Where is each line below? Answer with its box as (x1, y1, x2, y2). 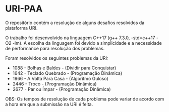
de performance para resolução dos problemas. (5, 45, 105, 51)
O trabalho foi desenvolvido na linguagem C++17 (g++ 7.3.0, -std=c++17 (5, 35, 155, 41)
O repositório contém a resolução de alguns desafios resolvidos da (5, 20, 145, 26)
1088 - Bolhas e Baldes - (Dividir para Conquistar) (12, 65, 117, 71)
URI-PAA (5, 3, 43, 15)
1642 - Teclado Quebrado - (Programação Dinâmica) (12, 70, 123, 76)
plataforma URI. (5, 25, 38, 31)
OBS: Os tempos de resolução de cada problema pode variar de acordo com (5, 96, 164, 102)
